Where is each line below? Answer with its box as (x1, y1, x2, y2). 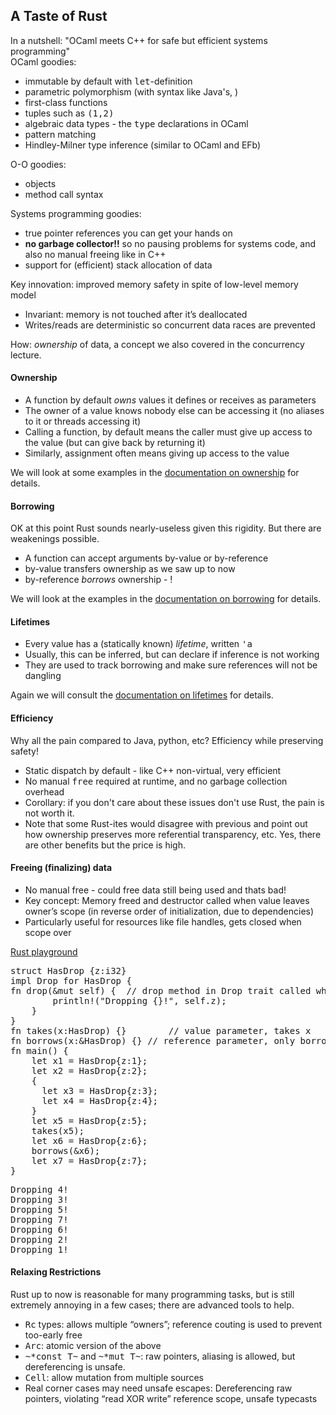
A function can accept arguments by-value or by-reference (24, 552, 269, 564)
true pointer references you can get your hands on (24, 227, 233, 239)
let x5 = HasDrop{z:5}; (31, 1115, 148, 1126)
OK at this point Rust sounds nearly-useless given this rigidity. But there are (10, 522, 322, 534)
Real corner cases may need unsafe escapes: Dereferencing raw (24, 1382, 293, 1394)
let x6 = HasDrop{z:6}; (31, 1135, 148, 1146)
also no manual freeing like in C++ (24, 248, 167, 260)
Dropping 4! (10, 1184, 69, 1195)
